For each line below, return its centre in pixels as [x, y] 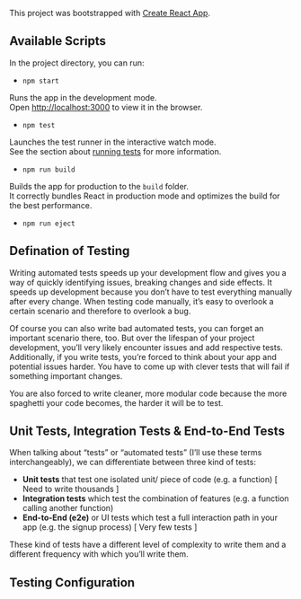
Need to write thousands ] [71, 489]
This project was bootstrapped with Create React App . [110, 13]
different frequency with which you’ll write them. [99, 554]
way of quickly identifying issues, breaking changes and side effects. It [141, 282]
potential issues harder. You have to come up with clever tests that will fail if [150, 366]
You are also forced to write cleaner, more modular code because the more [148, 393]
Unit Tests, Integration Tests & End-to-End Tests [147, 432]
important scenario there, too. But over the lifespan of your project [132, 338]
